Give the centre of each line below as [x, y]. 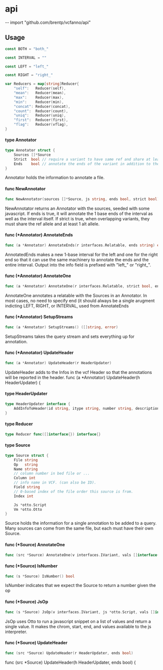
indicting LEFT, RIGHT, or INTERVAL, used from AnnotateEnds [67, 306]
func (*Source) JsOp [27, 602]
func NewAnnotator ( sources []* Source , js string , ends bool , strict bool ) [82, 199]
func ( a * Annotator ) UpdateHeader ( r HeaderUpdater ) [58, 363]
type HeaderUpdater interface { [38, 404]
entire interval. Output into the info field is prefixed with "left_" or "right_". [78, 265]
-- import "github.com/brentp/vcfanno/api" [48, 22]
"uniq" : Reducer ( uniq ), [40, 116]
